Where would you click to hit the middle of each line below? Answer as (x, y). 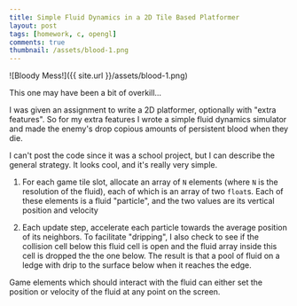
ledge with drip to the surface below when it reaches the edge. (137, 265)
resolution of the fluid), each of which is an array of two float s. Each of (152, 192)
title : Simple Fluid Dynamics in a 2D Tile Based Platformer (125, 17)
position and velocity (60, 210)
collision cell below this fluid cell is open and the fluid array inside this (149, 247)
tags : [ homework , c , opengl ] (63, 34)
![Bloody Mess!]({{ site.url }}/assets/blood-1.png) (98, 75)
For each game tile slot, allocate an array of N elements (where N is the (150, 182)
